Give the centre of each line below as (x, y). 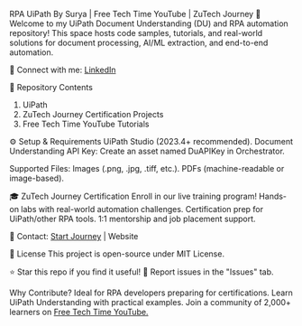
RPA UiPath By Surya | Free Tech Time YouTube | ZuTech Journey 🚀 (135, 14)
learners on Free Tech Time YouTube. (79, 312)
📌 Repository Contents (51, 87)
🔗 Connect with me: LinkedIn (63, 70)
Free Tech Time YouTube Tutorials (86, 124)
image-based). (37, 178)
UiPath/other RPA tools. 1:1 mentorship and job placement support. (133, 219)
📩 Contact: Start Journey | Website (74, 236)
